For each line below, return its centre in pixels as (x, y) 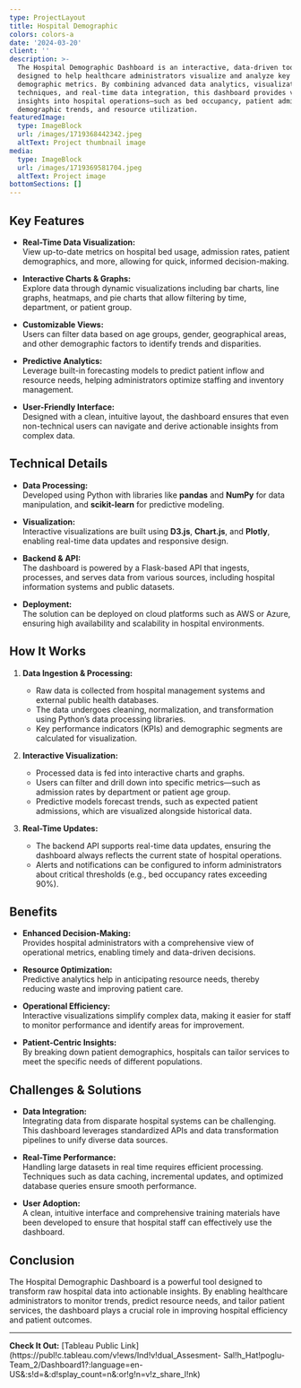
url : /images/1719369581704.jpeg (80, 168)
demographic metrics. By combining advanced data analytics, (134, 84)
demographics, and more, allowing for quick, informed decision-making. (155, 261)
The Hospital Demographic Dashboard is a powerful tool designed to (136, 1282)
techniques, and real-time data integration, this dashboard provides (152, 92)
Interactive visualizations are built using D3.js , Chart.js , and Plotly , (146, 531)
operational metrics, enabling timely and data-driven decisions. (139, 952)
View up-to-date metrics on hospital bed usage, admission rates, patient (156, 251)
